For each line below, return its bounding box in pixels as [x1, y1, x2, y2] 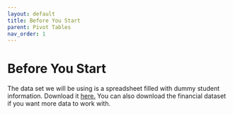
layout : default [7, 10, 55, 18]
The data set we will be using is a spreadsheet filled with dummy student [7, 84, 220, 93]
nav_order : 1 [7, 30, 46, 38]
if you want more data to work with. [7, 99, 111, 108]
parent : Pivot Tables [7, 23, 72, 31]
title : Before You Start [7, 17, 81, 24]
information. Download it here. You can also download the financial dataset [7, 92, 227, 100]
